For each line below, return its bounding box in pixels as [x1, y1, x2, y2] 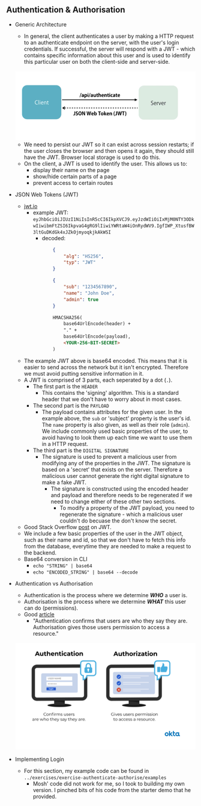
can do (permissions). [23, 604, 79, 612]
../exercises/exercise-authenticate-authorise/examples [23, 775, 167, 781]
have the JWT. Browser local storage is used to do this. [23, 153, 161, 161]
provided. [32, 793, 57, 800]
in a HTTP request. [41, 440, 89, 447]
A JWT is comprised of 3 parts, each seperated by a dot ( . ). [23, 376, 173, 383]
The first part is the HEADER [32, 382, 98, 390]
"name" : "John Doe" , [63, 290, 115, 296]
